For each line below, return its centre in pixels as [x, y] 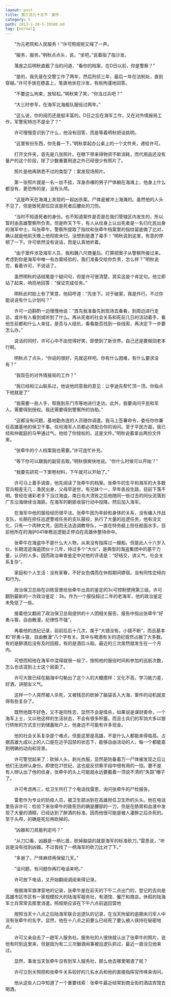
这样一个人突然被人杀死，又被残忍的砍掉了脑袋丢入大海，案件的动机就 [88, 695]
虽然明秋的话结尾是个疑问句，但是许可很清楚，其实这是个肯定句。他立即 [90, 277]
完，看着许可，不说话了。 [32, 266]
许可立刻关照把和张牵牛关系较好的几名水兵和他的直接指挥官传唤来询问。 [90, 972]
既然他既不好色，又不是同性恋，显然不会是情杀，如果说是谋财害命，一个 [90, 712]
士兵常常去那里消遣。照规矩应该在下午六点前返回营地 [65, 903]
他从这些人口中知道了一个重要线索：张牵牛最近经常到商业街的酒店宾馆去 [90, 983]
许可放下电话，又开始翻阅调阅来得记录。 [56, 880]
